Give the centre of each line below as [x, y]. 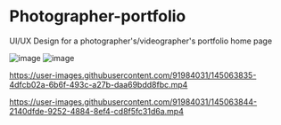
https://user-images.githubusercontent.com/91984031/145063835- [133, 75]
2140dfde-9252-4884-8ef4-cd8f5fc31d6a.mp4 [97, 111]
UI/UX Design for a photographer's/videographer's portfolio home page [141, 41]
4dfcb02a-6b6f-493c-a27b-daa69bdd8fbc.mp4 [99, 84]
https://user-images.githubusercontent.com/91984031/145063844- [133, 102]
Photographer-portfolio [98, 16]
